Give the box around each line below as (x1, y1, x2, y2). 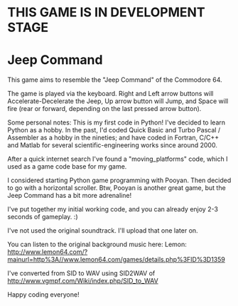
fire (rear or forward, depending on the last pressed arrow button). (7, 105, 202, 113)
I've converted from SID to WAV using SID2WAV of (7, 269, 156, 278)
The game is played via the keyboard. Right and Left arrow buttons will (7, 90, 214, 98)
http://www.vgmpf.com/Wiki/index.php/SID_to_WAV (7, 277, 158, 285)
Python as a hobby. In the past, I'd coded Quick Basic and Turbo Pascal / (7, 126, 221, 134)
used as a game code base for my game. (7, 162, 127, 171)
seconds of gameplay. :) (7, 213, 78, 221)
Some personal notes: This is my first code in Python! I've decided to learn (7, 118, 226, 127)
